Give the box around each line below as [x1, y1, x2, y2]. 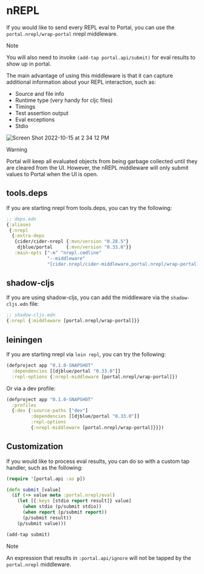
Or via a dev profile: [6, 385, 56, 392]
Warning [6, 146, 27, 153]
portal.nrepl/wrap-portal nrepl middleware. [6, 30, 118, 37]
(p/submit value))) [17, 520, 67, 527]
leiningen [6, 334, 42, 345]
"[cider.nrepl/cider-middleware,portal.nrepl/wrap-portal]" [47, 261, 202, 267]
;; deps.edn [6, 216, 36, 222]
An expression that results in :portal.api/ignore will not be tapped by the [6, 554, 191, 561]
